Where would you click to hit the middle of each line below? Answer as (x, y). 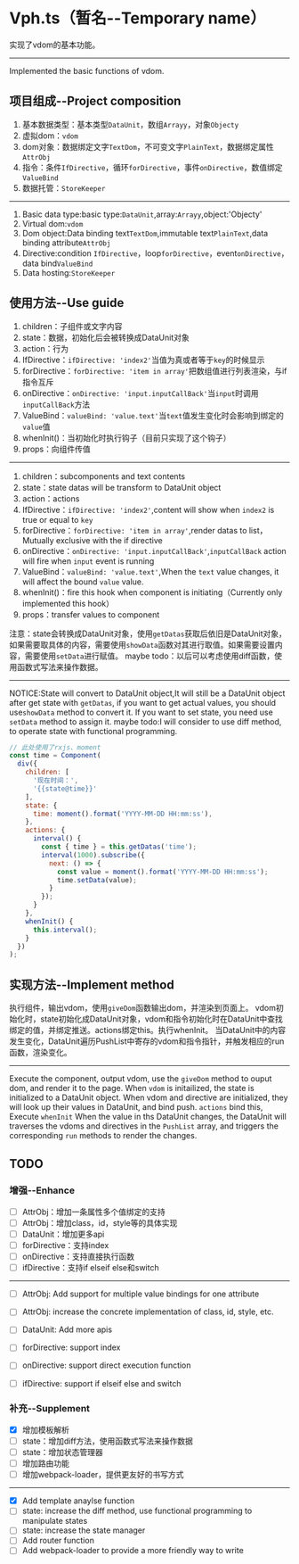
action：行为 (45, 348)
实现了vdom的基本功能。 (55, 45)
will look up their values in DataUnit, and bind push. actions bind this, (136, 1107)
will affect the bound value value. (83, 582)
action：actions (51, 498)
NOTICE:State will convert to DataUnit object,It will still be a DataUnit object (147, 693)
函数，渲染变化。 (40, 1053)
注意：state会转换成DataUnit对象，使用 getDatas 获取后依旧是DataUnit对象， (148, 633)
